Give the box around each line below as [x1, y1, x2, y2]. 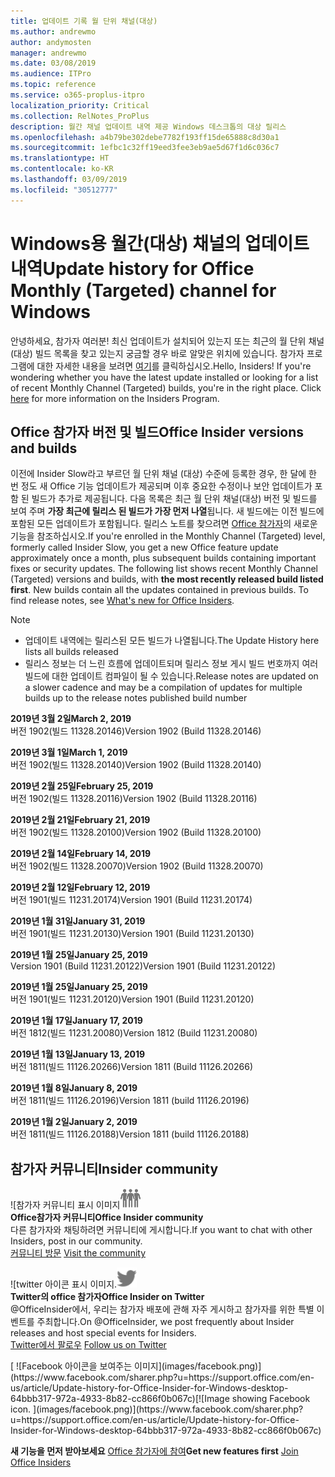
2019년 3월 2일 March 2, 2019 [10, 713, 132, 725]
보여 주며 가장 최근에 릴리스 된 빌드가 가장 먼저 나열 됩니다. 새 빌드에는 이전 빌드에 [10, 505, 325, 517]
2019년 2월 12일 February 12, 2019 [10, 881, 151, 894]
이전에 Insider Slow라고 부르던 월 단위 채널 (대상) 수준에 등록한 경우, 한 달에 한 [10, 468, 317, 480]
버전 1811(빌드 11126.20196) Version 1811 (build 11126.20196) [10, 1095, 250, 1107]
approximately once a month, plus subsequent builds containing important [10, 552, 317, 564]
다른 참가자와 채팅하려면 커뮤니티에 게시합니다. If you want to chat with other [10, 1224, 313, 1236]
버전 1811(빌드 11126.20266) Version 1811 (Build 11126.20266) [10, 1061, 254, 1073]
